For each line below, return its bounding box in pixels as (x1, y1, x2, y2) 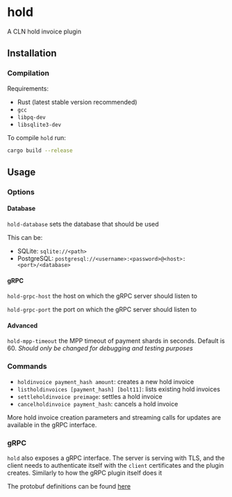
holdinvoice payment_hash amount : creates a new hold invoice (17, 377, 194, 385)
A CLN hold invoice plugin (7, 27, 82, 36)
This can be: (7, 234, 43, 242)
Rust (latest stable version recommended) (17, 98, 138, 106)
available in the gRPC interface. (7, 420, 97, 429)
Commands (7, 362, 47, 372)
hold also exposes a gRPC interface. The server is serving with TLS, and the (7, 454, 225, 462)
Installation (7, 47, 57, 59)
